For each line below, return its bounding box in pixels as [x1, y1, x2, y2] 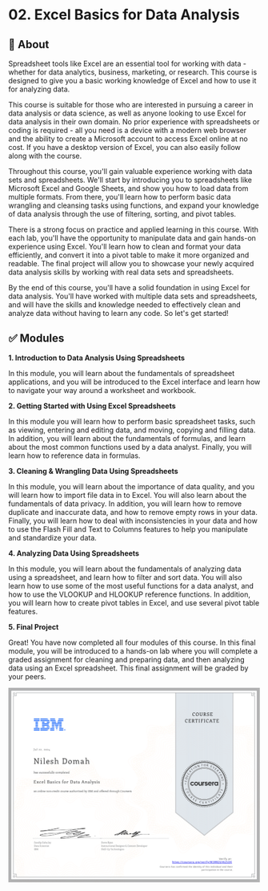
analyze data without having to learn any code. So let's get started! [8, 309, 230, 318]
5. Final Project [8, 622, 59, 631]
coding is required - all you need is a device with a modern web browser [8, 126, 247, 135]
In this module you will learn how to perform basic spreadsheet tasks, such [8, 416, 256, 426]
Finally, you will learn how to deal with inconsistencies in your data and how [8, 516, 258, 525]
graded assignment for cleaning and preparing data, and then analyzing [8, 654, 246, 664]
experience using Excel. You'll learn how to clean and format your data [8, 242, 242, 251]
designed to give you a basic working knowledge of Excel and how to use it [8, 76, 257, 85]
